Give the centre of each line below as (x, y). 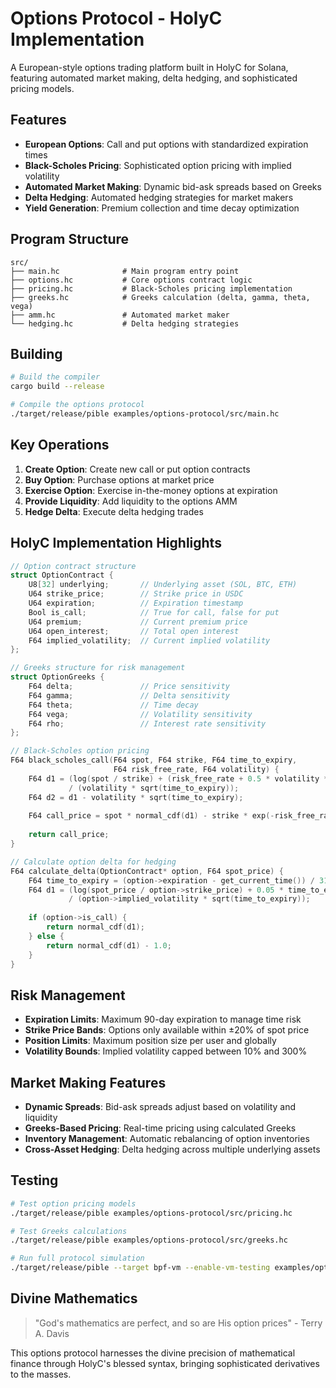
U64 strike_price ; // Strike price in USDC (136, 594)
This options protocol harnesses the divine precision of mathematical (153, 1353)
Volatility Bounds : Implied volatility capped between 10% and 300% (166, 1051)
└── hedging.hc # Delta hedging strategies (125, 323)
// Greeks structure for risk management (98, 668)
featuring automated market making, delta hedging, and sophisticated (154, 78)
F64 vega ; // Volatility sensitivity (140, 714)
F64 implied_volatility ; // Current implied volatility (149, 640)
